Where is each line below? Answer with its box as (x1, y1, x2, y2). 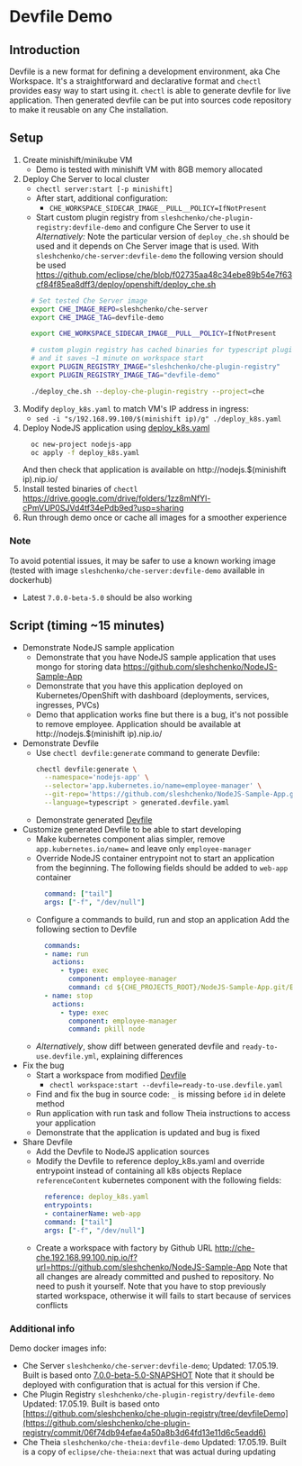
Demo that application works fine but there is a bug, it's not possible (35, 709, 289, 720)
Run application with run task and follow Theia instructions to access (35, 1108, 290, 1119)
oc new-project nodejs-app (31, 440, 132, 449)
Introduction (9, 42, 81, 58)
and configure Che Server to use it (122, 221, 251, 232)
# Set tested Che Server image (31, 296, 148, 305)
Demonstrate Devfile (22, 737, 99, 749)
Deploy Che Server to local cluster (22, 173, 150, 184)
